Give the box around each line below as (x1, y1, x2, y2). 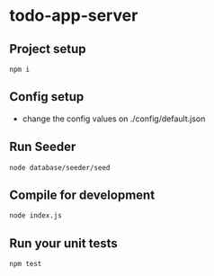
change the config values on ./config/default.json (22, 113, 206, 124)
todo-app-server (9, 5, 138, 26)
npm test (9, 260, 42, 269)
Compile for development (9, 188, 156, 203)
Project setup (9, 41, 87, 57)
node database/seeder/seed (9, 163, 111, 172)
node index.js (9, 211, 63, 220)
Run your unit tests (9, 236, 119, 251)
